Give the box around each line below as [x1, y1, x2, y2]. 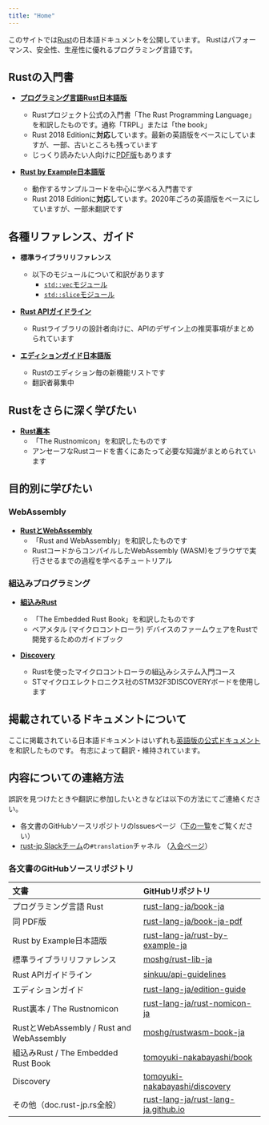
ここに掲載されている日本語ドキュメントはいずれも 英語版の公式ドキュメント [8, 735, 261, 745]
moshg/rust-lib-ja [143, 954, 213, 965]
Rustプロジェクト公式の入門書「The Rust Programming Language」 [31, 110, 256, 120]
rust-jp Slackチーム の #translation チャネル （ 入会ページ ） [19, 841, 212, 850]
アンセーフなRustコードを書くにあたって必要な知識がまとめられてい [31, 446, 256, 456]
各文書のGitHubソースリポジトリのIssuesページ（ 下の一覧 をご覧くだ [19, 821, 247, 830]
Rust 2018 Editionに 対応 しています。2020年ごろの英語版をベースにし [31, 194, 260, 204]
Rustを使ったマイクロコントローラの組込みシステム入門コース [31, 667, 236, 677]
